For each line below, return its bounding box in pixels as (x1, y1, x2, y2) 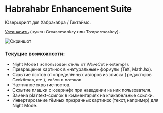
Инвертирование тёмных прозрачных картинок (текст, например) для (12, 97, 159, 103)
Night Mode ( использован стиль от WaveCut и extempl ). (12, 62, 130, 67)
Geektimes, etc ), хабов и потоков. (12, 77, 83, 83)
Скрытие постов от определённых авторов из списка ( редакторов (12, 72, 152, 78)
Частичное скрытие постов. (12, 82, 71, 88)
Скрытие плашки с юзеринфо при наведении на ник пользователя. (12, 87, 152, 93)
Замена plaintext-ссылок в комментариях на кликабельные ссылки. (12, 92, 154, 98)
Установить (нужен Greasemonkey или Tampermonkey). (5, 29, 120, 34)
